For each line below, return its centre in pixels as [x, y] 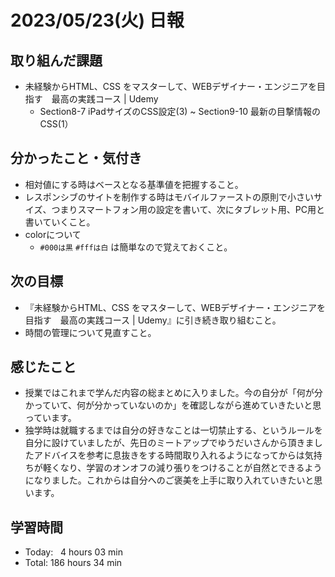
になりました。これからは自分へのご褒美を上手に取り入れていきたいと [169, 480]
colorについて [53, 234]
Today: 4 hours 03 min [73, 552]
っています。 [50, 418]
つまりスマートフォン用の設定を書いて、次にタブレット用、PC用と [188, 209]
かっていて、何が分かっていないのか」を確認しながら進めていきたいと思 [173, 405]
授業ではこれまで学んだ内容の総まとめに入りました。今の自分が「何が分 [173, 393]
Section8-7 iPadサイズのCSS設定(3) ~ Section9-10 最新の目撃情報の [180, 111]
